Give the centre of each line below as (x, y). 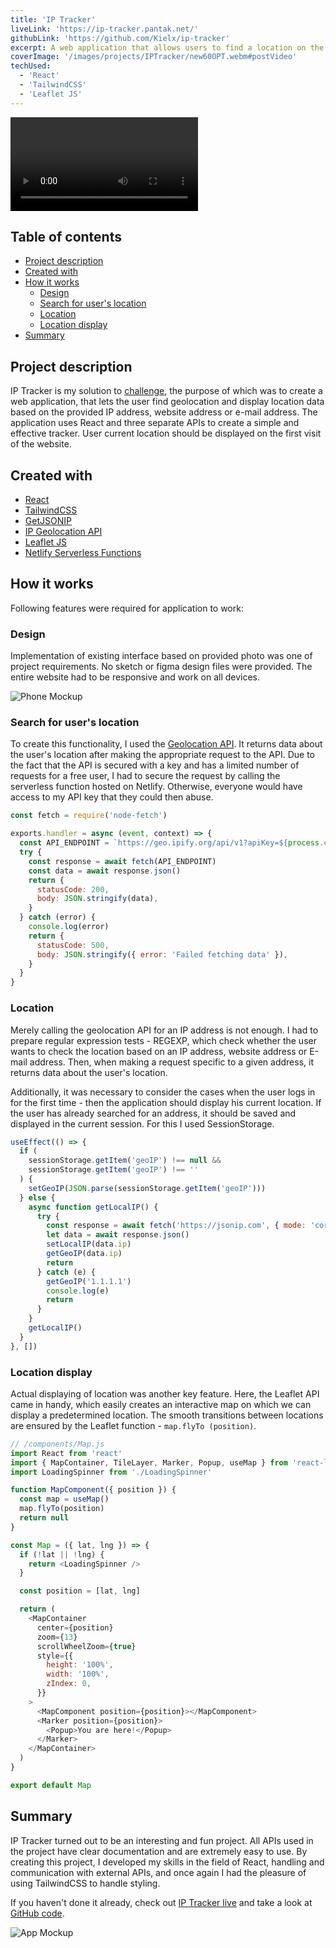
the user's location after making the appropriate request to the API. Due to (162, 755)
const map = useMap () (64, 1499)
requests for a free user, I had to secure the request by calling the (145, 776)
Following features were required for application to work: (127, 608)
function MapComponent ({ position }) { (93, 1490)
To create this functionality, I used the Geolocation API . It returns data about (166, 744)
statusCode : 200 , (73, 889)
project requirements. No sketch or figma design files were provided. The (161, 667)
